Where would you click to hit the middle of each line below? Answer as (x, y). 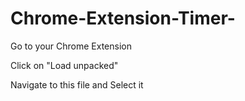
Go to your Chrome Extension (71, 46)
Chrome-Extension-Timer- (123, 18)
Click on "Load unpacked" (64, 65)
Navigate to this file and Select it (77, 84)
